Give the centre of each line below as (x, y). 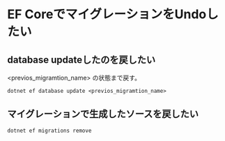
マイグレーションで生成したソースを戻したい (103, 114)
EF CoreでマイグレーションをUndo (107, 14)
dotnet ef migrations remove (49, 131)
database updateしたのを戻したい (82, 60)
